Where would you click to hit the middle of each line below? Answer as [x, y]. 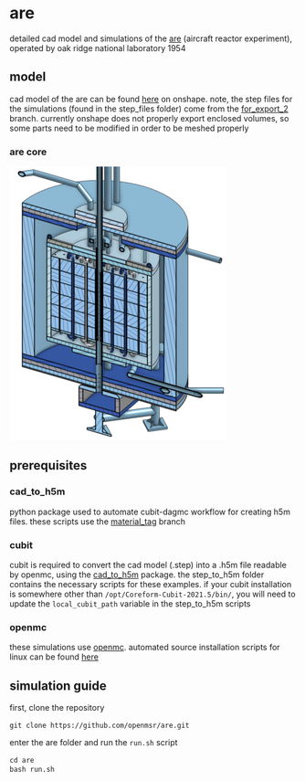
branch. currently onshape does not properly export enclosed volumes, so [149, 118]
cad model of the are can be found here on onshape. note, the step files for [151, 99]
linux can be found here [54, 657]
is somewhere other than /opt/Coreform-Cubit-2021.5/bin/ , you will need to [152, 594]
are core [28, 152]
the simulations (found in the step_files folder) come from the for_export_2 [149, 109]
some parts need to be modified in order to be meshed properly [129, 128]
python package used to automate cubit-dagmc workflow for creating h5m [150, 512]
